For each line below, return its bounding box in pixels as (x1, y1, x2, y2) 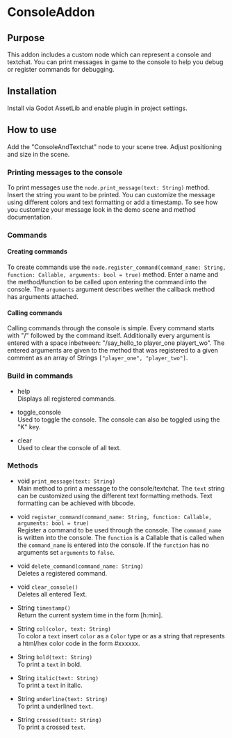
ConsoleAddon (7, 4, 95, 20)
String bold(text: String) (17, 652, 92, 661)
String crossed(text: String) (17, 715, 102, 723)
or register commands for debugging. (7, 66, 115, 73)
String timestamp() (17, 604, 71, 612)
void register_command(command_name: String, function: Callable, (17, 512, 212, 521)
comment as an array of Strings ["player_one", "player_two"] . (7, 353, 188, 362)
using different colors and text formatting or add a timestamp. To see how (7, 198, 218, 206)
